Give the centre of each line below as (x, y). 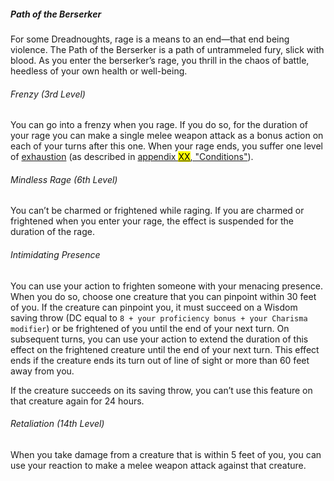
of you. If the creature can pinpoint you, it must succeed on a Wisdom (154, 307)
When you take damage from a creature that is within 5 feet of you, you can (166, 454)
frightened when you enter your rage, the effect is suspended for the (152, 221)
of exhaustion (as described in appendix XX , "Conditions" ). (132, 157)
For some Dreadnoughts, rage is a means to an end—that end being (150, 39)
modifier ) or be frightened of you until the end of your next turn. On (150, 328)
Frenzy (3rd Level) (48, 94)
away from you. (42, 371)
